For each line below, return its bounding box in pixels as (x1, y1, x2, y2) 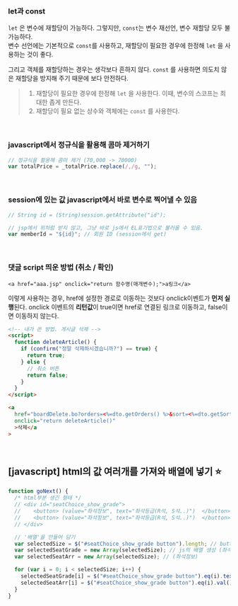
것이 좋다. (26, 50, 54, 59)
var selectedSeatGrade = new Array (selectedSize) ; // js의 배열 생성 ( (14, 547, 222, 554)
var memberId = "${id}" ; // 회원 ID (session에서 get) (8, 231, 167, 238)
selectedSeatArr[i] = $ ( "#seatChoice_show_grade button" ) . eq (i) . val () (20, 579, 233, 586)
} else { (20, 358, 47, 365)
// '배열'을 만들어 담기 (14, 533, 76, 541)
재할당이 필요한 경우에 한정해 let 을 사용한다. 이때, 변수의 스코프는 (35, 89, 219, 98)
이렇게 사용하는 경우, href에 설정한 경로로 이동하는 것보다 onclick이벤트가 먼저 (8, 294, 223, 302)
